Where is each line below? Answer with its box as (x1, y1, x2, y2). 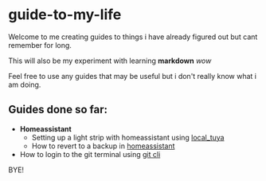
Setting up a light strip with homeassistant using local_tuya (31, 132, 225, 142)
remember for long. (8, 40, 72, 49)
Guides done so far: (8, 103, 108, 116)
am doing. (8, 80, 41, 89)
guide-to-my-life (8, 6, 122, 24)
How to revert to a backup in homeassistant (31, 141, 175, 151)
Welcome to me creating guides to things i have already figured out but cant (8, 32, 258, 41)
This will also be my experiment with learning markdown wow (8, 56, 212, 65)
